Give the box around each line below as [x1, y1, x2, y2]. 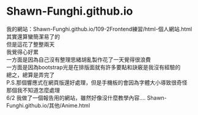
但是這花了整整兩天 [6, 40, 55, 48]
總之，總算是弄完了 [6, 71, 55, 78]
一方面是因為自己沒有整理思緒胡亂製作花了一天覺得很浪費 [6, 56, 151, 63]
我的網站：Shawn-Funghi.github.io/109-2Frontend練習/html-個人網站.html [6, 25, 193, 32]
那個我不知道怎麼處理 [6, 86, 60, 94]
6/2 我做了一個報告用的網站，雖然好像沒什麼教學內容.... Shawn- [6, 94, 167, 102]
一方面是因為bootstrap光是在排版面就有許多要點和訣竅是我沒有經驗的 [6, 63, 181, 71]
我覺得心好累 [6, 48, 38, 56]
